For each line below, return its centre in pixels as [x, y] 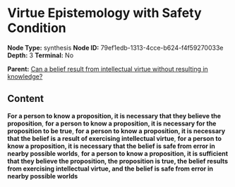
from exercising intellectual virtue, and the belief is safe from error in [110, 169]
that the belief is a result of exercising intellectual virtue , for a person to [115, 138]
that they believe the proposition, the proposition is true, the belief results [117, 161]
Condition [37, 28]
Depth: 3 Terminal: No [41, 55]
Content [26, 99]
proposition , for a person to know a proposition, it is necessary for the [112, 123]
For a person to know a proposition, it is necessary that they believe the [114, 115]
